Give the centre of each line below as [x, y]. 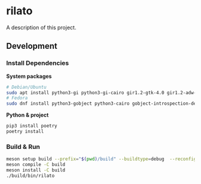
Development [32, 46]
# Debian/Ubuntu [26, 87]
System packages [29, 76]
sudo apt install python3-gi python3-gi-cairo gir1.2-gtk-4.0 [85, 93]
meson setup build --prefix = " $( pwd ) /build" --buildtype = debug [85, 159]
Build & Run [23, 146]
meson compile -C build [36, 165]
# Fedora [17, 98]
